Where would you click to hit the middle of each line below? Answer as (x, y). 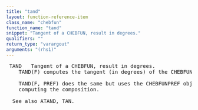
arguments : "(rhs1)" (32, 50)
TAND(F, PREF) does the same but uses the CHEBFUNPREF (100, 83)
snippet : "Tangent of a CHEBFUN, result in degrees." (74, 33)
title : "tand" (24, 11)
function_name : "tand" (34, 28)
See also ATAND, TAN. (43, 101)
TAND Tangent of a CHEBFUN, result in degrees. (82, 66)
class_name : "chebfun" (34, 22)
